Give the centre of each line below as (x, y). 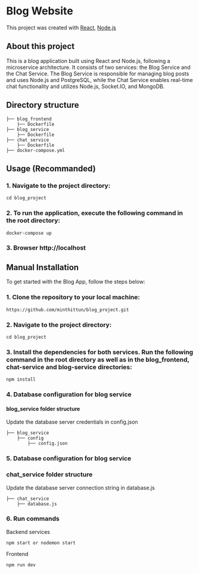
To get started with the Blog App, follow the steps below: (76, 282)
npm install (21, 379)
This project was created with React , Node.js (61, 28)
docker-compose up (29, 233)
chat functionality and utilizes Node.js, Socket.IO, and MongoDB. (85, 86)
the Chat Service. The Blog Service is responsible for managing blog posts (98, 74)
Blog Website (40, 11)
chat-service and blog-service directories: (69, 367)
